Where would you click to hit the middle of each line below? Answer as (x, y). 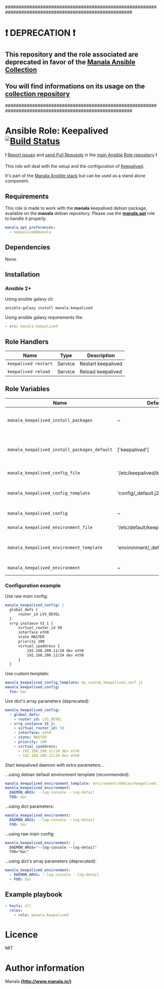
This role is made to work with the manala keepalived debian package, (76, 208)
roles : (16, 910)
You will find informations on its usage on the (75, 86)
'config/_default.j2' (139, 493)
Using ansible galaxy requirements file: (44, 317)
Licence (21, 934)
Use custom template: (27, 674)
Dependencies (28, 247)
